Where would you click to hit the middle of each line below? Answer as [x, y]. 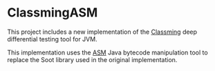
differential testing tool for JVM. [53, 39]
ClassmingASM [53, 13]
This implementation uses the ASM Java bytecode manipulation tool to [108, 52]
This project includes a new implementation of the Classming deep [102, 32]
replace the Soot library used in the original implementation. [92, 59]
